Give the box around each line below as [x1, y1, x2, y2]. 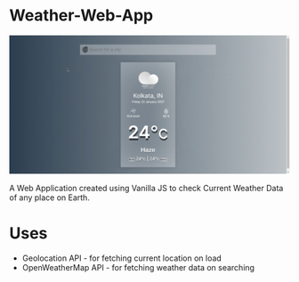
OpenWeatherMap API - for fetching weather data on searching [21, 262, 255, 272]
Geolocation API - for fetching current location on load [21, 253, 222, 263]
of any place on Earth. [9, 192, 91, 203]
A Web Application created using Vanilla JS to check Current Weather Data [9, 182, 284, 193]
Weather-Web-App [9, 5, 154, 26]
